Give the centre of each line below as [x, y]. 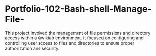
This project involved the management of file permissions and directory [78, 33]
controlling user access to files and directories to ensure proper [70, 43]
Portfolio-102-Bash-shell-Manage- [78, 9]
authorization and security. [32, 48]
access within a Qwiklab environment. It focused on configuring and [75, 38]
